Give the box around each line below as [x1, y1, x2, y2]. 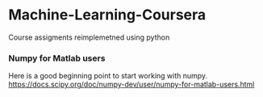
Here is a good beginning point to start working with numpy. [8, 71, 208, 81]
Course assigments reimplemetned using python [8, 32, 170, 42]
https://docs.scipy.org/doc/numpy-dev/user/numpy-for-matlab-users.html [8, 79, 255, 90]
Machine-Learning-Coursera [8, 6, 207, 24]
